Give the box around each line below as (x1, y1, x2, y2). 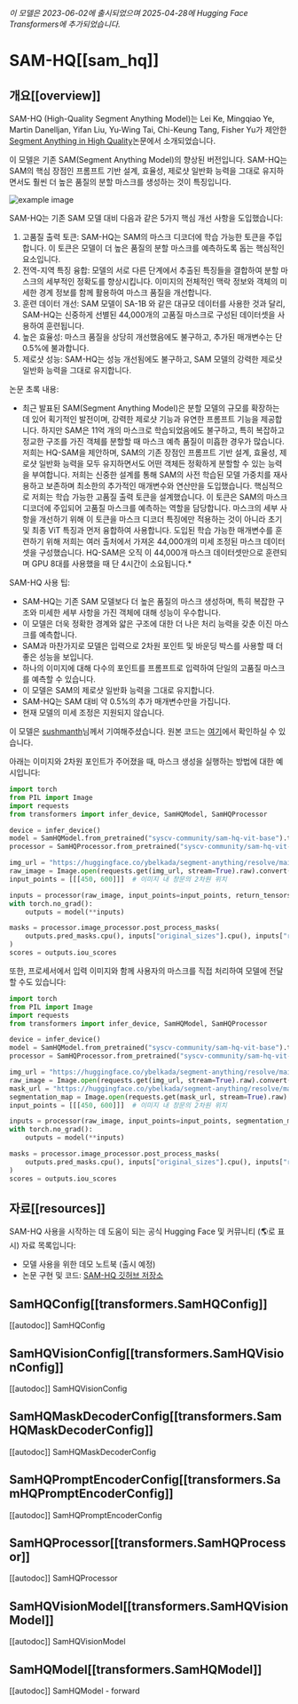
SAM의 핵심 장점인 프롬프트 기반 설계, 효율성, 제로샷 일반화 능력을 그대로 (9, 165, 261, 176)
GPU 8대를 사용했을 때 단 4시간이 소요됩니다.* (31, 558, 192, 569)
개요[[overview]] (9, 88, 101, 103)
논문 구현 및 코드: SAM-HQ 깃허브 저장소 (21, 1270, 164, 1281)
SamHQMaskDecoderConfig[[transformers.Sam (9, 1409, 282, 1424)
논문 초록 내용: (9, 384, 59, 394)
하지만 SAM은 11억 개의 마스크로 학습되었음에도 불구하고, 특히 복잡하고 (41, 425, 286, 436)
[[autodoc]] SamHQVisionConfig (9, 1383, 128, 1394)
